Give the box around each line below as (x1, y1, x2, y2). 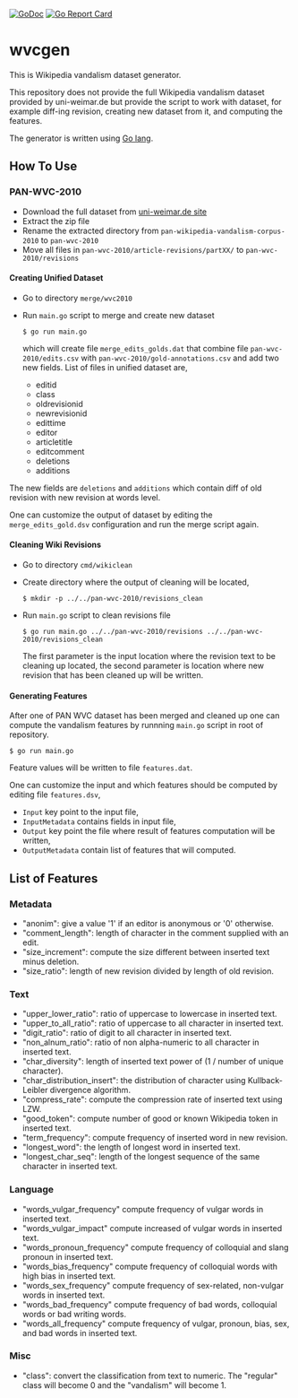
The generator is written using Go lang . (9, 133, 154, 143)
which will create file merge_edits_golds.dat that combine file (21, 343, 249, 353)
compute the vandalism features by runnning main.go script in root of (9, 720, 264, 731)
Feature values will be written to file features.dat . (9, 762, 193, 773)
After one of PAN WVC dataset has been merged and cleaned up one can (9, 710, 280, 721)
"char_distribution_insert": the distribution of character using (21, 1075, 246, 1086)
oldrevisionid (35, 398, 83, 409)
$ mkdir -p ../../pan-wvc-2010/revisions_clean (21, 595, 203, 603)
